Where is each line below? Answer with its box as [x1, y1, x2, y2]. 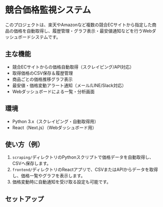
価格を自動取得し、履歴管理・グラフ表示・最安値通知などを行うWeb [13, 28, 152, 34]
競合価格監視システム [5, 4, 91, 16]
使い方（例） [5, 140, 44, 148]
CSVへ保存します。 [12, 161, 52, 167]
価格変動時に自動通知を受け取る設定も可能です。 [12, 179, 111, 185]
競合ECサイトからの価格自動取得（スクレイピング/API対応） [12, 64, 134, 69]
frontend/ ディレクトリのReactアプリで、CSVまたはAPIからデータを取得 [12, 167, 158, 172]
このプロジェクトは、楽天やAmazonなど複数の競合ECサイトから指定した [5, 22, 152, 28]
